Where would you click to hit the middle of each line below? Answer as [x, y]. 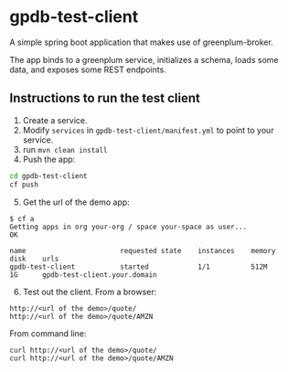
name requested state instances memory [143, 250]
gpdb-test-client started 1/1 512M [139, 267]
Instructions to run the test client [105, 98]
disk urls [34, 259]
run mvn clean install [65, 149]
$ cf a [22, 218]
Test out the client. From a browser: [90, 292]
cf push [24, 185]
